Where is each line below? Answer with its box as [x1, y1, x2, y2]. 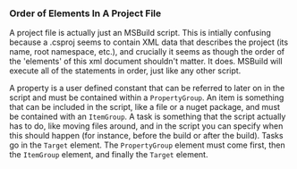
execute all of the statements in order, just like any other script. [9, 65, 242, 76]
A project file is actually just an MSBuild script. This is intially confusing [9, 28, 271, 38]
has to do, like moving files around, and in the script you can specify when [9, 121, 284, 131]
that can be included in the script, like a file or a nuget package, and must [9, 102, 280, 113]
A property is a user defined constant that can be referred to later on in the [9, 83, 285, 94]
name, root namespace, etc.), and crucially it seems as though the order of [9, 46, 284, 57]
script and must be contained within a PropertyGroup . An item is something [9, 92, 284, 103]
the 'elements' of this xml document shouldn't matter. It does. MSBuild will [9, 56, 284, 67]
